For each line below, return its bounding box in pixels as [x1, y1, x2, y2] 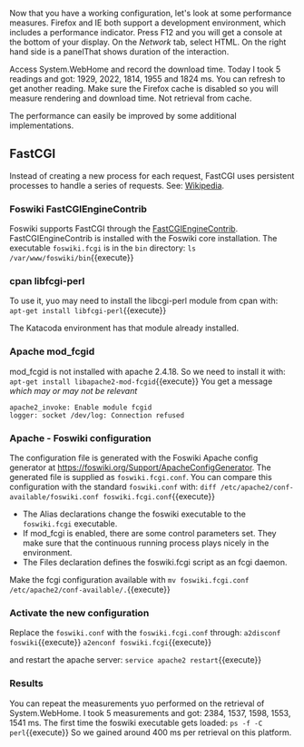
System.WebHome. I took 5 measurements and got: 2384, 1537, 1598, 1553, [9, 707, 291, 718]
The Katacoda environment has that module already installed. [9, 322, 240, 334]
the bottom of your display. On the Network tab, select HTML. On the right [9, 36, 287, 47]
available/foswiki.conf [9, 493, 100, 502]
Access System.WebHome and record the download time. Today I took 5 [9, 64, 281, 74]
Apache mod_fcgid [9, 345, 95, 358]
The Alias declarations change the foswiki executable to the [22, 508, 247, 519]
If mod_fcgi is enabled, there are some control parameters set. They [22, 528, 277, 538]
